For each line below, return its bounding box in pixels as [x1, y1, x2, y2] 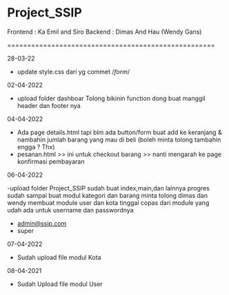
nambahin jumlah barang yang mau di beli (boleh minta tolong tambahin [17, 135, 221, 144]
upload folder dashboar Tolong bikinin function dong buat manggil [17, 94, 206, 102]
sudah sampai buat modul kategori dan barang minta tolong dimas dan [7, 191, 208, 199]
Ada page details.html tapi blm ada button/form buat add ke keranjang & [17, 128, 222, 136]
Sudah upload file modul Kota [17, 253, 101, 261]
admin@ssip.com [17, 219, 67, 228]
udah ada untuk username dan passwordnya [7, 206, 134, 214]
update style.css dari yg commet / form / [17, 67, 130, 76]
